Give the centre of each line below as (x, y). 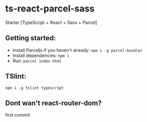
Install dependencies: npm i (41, 55)
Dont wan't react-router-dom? (53, 103)
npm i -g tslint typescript (35, 88)
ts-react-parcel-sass (50, 9)
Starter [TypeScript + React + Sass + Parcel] (51, 22)
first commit (18, 115)
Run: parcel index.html (37, 61)
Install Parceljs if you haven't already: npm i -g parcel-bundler (78, 50)
